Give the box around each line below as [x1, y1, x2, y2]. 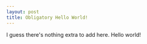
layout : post [6, 8, 39, 15]
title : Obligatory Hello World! [6, 14, 88, 20]
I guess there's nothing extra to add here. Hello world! [6, 31, 142, 38]
